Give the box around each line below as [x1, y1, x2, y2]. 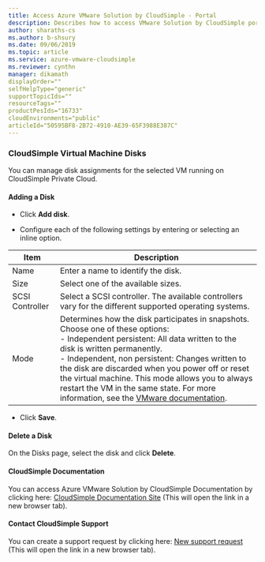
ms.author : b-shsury [8, 33, 77, 42]
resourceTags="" [8, 99, 62, 107]
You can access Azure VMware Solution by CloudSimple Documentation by [8, 484, 253, 493]
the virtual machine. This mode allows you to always [59, 373, 253, 384]
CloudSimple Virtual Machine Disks [8, 148, 147, 159]
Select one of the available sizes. [59, 278, 181, 289]
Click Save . [19, 413, 58, 422]
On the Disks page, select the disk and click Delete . [8, 448, 176, 458]
